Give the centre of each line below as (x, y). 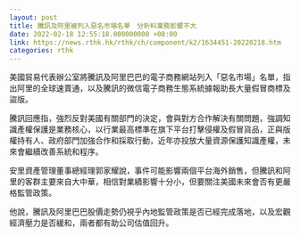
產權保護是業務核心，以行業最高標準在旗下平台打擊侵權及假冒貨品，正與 (150, 129)
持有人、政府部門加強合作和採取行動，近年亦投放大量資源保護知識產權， (150, 141)
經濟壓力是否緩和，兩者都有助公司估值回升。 (92, 223)
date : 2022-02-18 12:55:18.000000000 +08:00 (93, 34)
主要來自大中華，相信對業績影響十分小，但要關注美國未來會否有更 (161, 182)
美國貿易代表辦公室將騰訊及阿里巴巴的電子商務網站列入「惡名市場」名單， (146, 77)
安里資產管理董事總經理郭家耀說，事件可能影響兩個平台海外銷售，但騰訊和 (146, 171)
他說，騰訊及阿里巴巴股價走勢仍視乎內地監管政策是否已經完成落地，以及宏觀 (150, 212)
